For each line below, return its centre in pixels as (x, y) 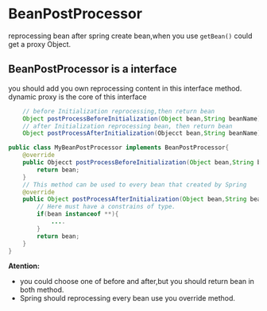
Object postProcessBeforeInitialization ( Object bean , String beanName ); (143, 119)
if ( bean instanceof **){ (78, 214)
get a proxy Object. (40, 44)
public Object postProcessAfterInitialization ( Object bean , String (135, 199)
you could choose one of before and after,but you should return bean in (137, 282)
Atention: (24, 266)
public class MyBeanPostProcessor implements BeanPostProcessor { (118, 148)
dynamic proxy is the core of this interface (77, 97)
